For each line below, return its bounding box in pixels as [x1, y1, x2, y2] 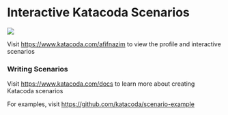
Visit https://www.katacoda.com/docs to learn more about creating [7, 80, 195, 88]
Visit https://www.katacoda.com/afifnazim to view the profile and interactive [7, 39, 222, 48]
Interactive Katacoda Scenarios [7, 5, 190, 20]
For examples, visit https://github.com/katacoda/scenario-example [7, 100, 195, 108]
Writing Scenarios [7, 64, 68, 73]
